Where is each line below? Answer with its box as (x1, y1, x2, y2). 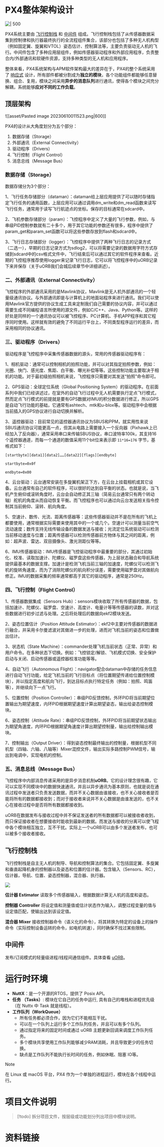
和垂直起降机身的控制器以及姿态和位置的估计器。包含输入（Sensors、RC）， (5, 866, 158, 872)
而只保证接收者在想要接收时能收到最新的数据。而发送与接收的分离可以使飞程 (5, 818, 159, 824)
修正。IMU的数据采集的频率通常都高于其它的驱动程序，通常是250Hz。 (5, 573, 146, 579)
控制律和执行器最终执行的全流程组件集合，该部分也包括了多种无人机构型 (13, 37, 159, 43)
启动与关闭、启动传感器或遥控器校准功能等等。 (5, 655, 99, 662)
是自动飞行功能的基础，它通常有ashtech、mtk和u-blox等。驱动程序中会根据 (5, 402, 157, 408)
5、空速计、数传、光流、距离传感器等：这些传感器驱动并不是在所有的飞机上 (5, 514, 158, 520)
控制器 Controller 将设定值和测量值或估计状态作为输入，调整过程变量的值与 (5, 902, 157, 908)
